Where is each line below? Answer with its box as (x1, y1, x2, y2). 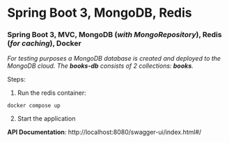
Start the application (17, 114, 76, 123)
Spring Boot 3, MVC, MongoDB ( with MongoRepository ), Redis (7, 30, 222, 40)
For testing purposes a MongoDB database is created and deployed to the (7, 54, 221, 63)
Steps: (7, 75, 26, 84)
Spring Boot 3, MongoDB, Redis (7, 5, 193, 21)
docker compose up (7, 103, 61, 110)
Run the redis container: (17, 89, 87, 97)
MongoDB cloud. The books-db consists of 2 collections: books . (7, 61, 194, 70)
